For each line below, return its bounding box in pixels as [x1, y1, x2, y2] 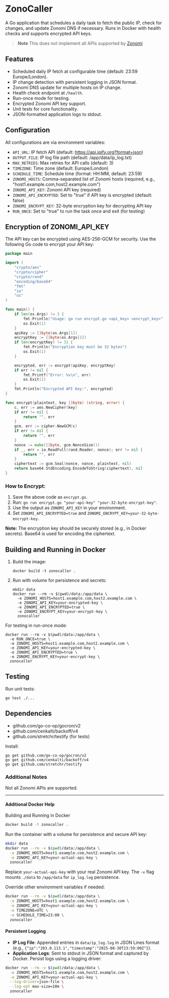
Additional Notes [5, 773, 47, 780]
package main [5, 251, 33, 256]
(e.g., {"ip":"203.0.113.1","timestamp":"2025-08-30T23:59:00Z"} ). [12, 944, 152, 951]
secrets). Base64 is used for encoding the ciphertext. [5, 531, 116, 537]
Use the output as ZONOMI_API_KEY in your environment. [12, 505, 127, 511]
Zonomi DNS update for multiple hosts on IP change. [12, 84, 122, 90]
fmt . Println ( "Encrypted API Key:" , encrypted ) [14, 387, 114, 392]
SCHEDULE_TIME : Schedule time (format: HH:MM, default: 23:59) [12, 170, 142, 177]
